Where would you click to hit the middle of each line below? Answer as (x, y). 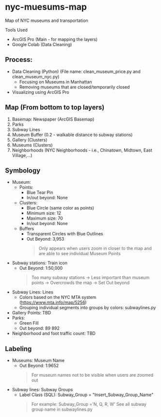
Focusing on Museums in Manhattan (56, 82)
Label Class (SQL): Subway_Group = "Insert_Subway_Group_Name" (86, 395)
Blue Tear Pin (40, 192)
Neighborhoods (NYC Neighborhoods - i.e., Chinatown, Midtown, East (82, 150)
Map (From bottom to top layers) (55, 108)
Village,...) (22, 155)
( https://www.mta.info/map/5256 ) (53, 302)
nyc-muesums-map (46, 7)
